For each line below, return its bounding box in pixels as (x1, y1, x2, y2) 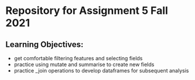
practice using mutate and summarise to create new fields (13, 61, 155, 68)
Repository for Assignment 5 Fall (5, 4, 168, 17)
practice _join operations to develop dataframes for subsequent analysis (13, 67, 189, 74)
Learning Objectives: (5, 39, 84, 49)
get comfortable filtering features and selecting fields (13, 55, 143, 61)
